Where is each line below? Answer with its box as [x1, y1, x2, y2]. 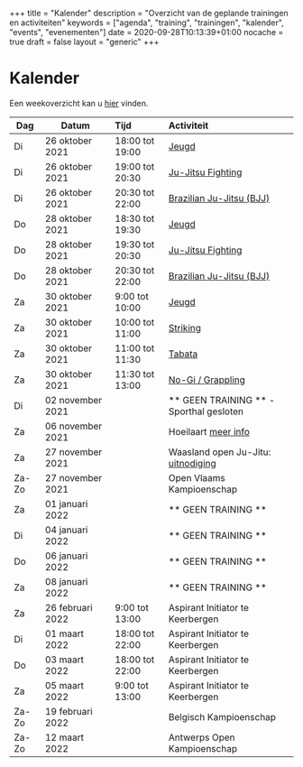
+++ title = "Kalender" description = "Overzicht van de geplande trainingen [9, 8, 289, 18]
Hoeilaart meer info [168, 425, 251, 438]
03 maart [44, 653, 84, 666]
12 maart [44, 731, 84, 744]
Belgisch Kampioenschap [168, 710, 277, 723]
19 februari [44, 705, 93, 717]
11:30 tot [115, 367, 155, 380]
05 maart [44, 679, 84, 691]
